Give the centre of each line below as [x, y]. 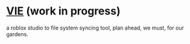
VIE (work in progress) [63, 11]
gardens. [17, 34]
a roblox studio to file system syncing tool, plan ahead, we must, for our [95, 28]
